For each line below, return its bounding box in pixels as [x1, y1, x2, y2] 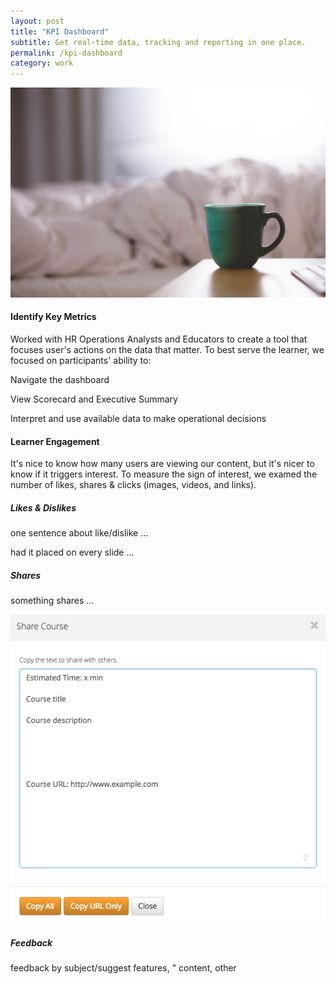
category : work [10, 58, 74, 69]
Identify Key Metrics [10, 311, 97, 323]
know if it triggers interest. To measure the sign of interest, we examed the [10, 468, 318, 480]
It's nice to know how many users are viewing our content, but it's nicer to [10, 458, 315, 470]
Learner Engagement [10, 435, 100, 447]
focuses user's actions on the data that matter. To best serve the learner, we [10, 344, 325, 355]
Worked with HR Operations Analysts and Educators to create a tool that [10, 333, 308, 345]
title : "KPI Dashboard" [10, 26, 110, 37]
